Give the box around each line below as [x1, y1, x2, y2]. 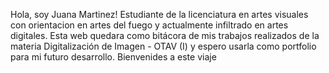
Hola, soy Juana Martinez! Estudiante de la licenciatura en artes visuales [10, 9, 309, 20]
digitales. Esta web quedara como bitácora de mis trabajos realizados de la [10, 30, 320, 41]
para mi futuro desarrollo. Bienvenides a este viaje [10, 51, 217, 63]
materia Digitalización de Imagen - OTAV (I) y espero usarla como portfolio [10, 40, 317, 52]
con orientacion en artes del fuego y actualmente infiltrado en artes [10, 19, 289, 31]
